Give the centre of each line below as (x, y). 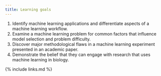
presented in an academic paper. (45, 49)
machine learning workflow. (40, 28)
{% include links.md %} (29, 69)
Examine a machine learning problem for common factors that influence (84, 34)
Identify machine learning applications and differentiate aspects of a (81, 23)
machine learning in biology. (40, 59)
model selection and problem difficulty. (51, 39)
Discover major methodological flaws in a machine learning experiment (83, 44)
